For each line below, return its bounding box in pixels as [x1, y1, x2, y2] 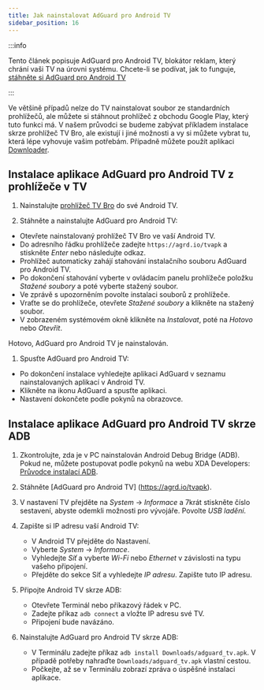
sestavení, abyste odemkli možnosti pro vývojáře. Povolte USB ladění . [19, 506, 247, 516]
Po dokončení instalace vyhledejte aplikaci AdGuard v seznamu [19, 369, 226, 379]
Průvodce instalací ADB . [19, 467, 99, 477]
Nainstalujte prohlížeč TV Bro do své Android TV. [19, 201, 179, 210]
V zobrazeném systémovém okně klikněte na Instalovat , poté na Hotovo [19, 315, 254, 325]
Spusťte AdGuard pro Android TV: [19, 354, 129, 363]
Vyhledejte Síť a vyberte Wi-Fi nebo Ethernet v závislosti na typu [31, 553, 241, 563]
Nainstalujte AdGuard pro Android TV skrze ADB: [19, 632, 179, 642]
